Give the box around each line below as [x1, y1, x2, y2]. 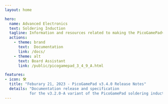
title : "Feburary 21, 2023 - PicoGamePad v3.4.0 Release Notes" [9, 81, 146, 87]
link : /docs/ [18, 49, 46, 54]
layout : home [5, 7, 32, 13]
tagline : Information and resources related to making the [9, 31, 135, 36]
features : [5, 72, 26, 77]
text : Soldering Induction [9, 26, 66, 31]
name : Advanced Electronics [9, 21, 68, 26]
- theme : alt [14, 54, 41, 59]
